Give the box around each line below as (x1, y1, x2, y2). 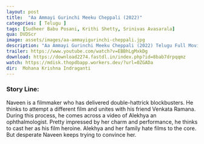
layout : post (6, 8, 39, 15)
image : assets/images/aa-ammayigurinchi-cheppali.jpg (6, 37, 146, 43)
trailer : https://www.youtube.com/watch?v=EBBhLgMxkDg (6, 48, 148, 54)
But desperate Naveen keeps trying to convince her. (6, 131, 137, 138)
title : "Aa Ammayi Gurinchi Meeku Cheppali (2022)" (6, 15, 143, 21)
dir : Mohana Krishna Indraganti (6, 65, 91, 71)
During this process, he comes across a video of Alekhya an (6, 111, 157, 119)
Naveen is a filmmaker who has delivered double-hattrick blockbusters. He (6, 99, 194, 106)
